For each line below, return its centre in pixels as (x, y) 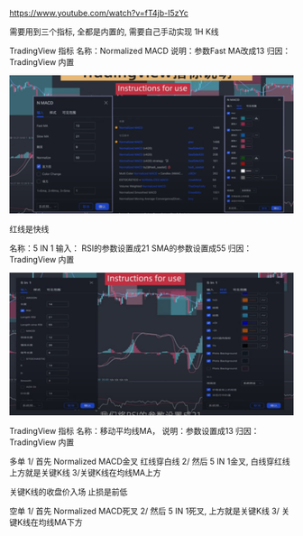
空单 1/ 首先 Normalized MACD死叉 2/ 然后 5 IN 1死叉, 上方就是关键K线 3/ (144, 511)
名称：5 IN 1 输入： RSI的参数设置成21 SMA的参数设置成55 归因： (131, 248)
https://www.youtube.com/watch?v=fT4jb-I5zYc (99, 13)
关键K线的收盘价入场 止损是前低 (69, 492)
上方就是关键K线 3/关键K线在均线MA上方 (85, 472)
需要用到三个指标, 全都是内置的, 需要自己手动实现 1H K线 (114, 32)
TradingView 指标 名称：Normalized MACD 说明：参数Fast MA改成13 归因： (150, 51)
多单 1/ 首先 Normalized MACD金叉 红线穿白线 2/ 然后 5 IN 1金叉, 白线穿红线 (150, 461)
